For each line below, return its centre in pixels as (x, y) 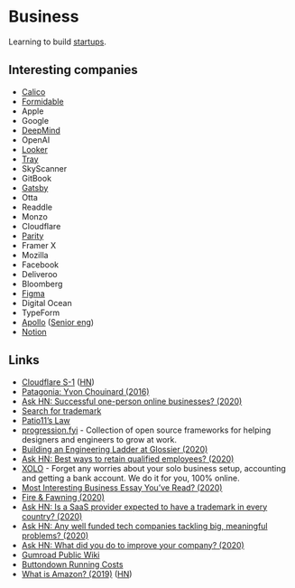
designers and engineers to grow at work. (99, 439)
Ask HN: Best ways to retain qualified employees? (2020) (128, 459)
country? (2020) (52, 516)
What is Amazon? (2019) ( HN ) (77, 574)
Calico (33, 91)
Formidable (42, 101)
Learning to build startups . (58, 42)
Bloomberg (42, 284)
